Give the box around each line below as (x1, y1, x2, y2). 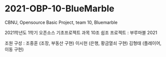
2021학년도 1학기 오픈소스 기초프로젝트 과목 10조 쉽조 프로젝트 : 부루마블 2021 (4, 29, 157, 35)
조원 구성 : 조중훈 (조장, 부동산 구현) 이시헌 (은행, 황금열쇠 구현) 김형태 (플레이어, (4, 40, 162, 46)
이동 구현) (4, 46, 24, 52)
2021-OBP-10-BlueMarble (4, 3, 114, 14)
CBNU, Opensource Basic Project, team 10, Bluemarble (4, 19, 118, 25)
